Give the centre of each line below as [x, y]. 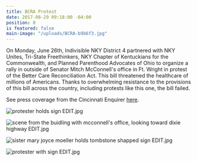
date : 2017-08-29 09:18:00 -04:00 [49, 17]
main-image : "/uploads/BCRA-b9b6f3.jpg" [57, 34]
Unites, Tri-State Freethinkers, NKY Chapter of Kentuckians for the [88, 57]
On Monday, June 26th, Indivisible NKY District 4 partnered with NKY [91, 50]
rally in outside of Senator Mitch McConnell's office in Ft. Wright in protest [97, 69]
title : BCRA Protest [32, 12]
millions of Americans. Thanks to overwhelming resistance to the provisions [99, 82]
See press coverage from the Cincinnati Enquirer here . [73, 100]
